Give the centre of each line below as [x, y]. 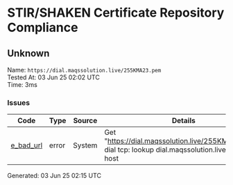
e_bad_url [27, 145]
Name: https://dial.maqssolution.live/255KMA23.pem [84, 70]
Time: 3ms [23, 85]
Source [85, 121]
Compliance [43, 27]
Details [183, 121]
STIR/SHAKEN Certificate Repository [116, 13]
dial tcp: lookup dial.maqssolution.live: [166, 150]
